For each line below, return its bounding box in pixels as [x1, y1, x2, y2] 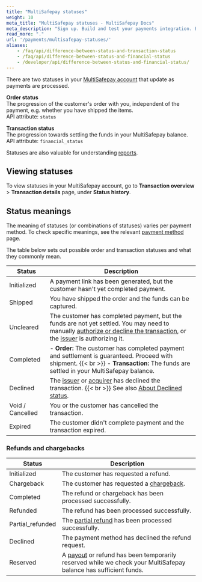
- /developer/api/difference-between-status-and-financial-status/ [17, 59, 189, 65]
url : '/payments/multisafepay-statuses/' [6, 37, 112, 43]
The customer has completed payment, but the [49, 312, 182, 320]
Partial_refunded [9, 520, 57, 528]
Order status [6, 94, 39, 101]
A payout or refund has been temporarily [62, 551, 177, 559]
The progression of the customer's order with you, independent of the [6, 100, 180, 107]
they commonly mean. [6, 253, 62, 260]
